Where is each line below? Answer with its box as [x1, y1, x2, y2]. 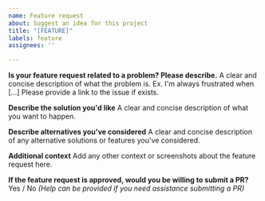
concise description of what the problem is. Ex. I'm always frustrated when [8, 79, 255, 89]
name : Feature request [8, 11, 84, 20]
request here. [8, 159, 53, 169]
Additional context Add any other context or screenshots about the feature [8, 151, 256, 161]
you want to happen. [8, 111, 76, 121]
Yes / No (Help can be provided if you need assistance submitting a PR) [8, 183, 245, 193]
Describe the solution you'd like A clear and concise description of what [8, 103, 249, 113]
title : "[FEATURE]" [8, 26, 73, 34]
